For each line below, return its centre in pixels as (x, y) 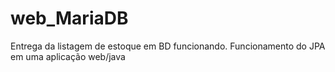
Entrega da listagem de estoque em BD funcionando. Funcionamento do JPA (168, 46)
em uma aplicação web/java (68, 56)
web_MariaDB (69, 18)
